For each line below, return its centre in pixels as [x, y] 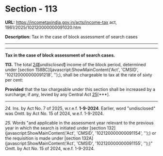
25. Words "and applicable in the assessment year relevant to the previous [79, 123]
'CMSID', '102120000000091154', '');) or [116, 133]
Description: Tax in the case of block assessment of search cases [71, 37]
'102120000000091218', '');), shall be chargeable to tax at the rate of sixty [79, 75]
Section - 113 [31, 9]
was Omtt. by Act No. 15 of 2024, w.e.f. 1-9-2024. [55, 113]
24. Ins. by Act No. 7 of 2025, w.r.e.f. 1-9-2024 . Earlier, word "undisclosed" [80, 108]
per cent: [14, 80]
